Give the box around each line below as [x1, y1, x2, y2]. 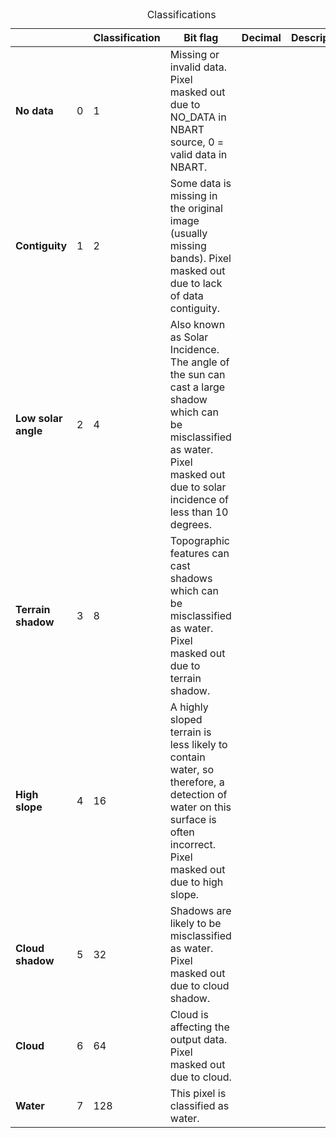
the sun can [169, 368, 226, 381]
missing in [169, 189, 218, 202]
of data [169, 289, 204, 302]
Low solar [15, 412, 63, 425]
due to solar [169, 480, 227, 494]
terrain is [169, 725, 212, 739]
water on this [169, 800, 232, 814]
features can [169, 547, 230, 560]
